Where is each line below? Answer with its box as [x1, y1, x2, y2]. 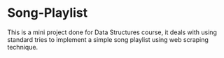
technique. [7, 43, 38, 51]
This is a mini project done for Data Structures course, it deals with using [7, 28, 217, 36]
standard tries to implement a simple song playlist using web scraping [7, 35, 209, 43]
